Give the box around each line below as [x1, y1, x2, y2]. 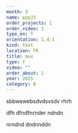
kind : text [6, 43, 34, 49]
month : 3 [6, 8, 28, 15]
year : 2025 [6, 75, 34, 81]
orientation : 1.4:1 [6, 37, 55, 43]
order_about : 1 [6, 70, 44, 76]
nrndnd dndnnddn [6, 121, 51, 128]
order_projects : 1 [6, 20, 52, 26]
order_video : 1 [6, 25, 44, 32]
